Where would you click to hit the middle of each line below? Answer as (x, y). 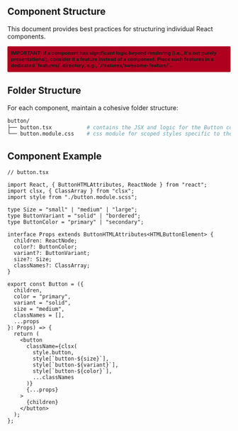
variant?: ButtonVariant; (52, 253)
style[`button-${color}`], (73, 371)
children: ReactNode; (46, 241)
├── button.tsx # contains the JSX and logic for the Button (115, 127)
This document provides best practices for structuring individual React (110, 28)
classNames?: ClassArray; (52, 266)
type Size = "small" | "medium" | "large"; (73, 210)
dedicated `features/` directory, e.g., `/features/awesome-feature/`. (91, 65)
